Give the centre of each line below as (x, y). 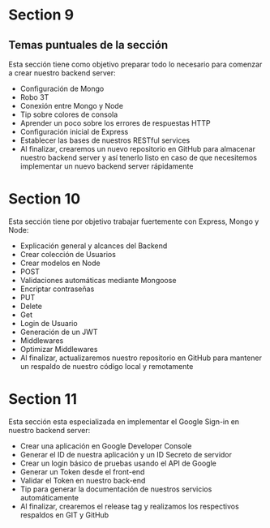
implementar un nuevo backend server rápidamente (107, 166)
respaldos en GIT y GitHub (64, 515)
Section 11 (43, 399)
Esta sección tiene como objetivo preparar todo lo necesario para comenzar (135, 64)
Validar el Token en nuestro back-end (83, 480)
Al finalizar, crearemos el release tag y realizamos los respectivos (129, 506)
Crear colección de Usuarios (68, 254)
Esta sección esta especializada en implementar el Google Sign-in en (124, 421)
